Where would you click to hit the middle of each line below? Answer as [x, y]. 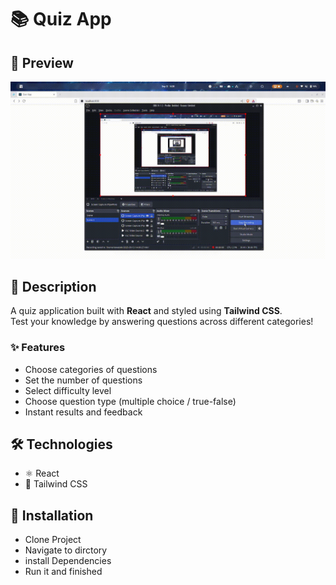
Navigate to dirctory [66, 550]
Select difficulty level [68, 390]
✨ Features [38, 348]
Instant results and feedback [83, 412]
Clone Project [53, 540]
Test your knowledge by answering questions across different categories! [162, 322]
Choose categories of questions [91, 369]
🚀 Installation [52, 515]
